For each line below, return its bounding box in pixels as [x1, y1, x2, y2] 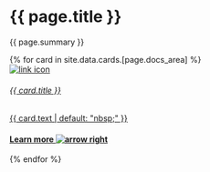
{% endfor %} [9, 154, 62, 165]
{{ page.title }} [9, 6, 122, 27]
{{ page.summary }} [9, 36, 85, 47]
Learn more [9, 134, 55, 145]
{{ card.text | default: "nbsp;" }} [9, 113, 128, 124]
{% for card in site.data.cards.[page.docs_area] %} [9, 54, 202, 65]
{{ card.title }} [9, 85, 62, 96]
